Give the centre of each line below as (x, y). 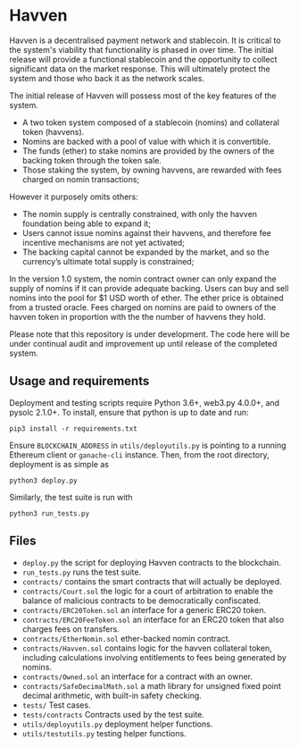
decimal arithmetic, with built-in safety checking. (112, 695)
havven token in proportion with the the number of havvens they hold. (137, 316)
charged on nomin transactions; (81, 179)
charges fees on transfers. (71, 629)
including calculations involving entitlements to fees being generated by (154, 657)
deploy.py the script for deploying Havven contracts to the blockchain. (151, 562)
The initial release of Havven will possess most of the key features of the (143, 96)
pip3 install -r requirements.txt (74, 429)
